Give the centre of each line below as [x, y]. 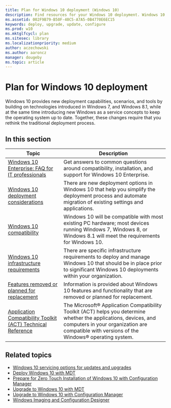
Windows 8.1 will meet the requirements [112, 236]
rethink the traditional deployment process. [50, 123]
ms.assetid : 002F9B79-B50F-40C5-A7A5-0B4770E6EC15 [60, 19]
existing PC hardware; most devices [106, 223]
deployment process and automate [105, 196]
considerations [26, 202]
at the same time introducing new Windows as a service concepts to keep [83, 112]
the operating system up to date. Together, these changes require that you [83, 118]
